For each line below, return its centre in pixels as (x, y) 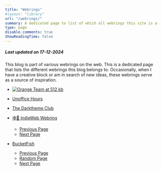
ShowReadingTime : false (29, 37)
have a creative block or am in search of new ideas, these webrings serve (79, 75)
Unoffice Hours (27, 99)
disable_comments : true (29, 32)
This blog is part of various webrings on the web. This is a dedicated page (79, 64)
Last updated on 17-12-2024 (34, 52)
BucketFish (23, 143)
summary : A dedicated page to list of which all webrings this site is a (81, 23)
